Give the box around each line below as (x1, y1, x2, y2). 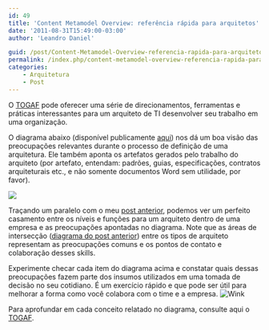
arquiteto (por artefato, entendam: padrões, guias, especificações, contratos (8, 157, 261, 168)
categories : (8, 63, 48, 72)
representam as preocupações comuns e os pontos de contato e (8, 239, 223, 248)
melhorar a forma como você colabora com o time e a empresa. (8, 288, 219, 298)
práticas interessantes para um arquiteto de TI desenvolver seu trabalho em (8, 109, 259, 118)
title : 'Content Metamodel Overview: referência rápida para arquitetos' (8, 19, 260, 27)
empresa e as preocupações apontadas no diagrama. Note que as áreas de (8, 222, 257, 232)
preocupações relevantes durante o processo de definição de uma (8, 141, 228, 150)
